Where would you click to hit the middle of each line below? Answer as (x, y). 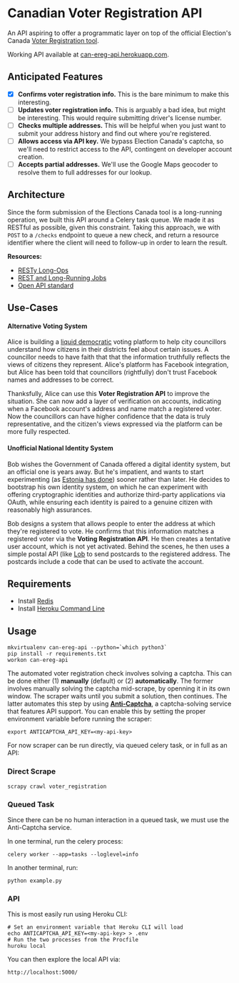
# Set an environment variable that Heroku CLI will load (95, 927)
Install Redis (35, 601)
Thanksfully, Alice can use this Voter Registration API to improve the (109, 394)
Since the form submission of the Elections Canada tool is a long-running (115, 212)
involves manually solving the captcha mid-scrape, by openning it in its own (119, 688)
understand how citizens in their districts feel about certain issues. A (108, 350)
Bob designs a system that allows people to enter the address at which (111, 523)
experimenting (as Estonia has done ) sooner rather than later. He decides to (119, 479)
